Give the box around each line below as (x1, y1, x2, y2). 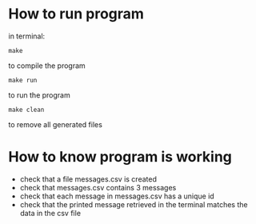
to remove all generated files (8, 119, 102, 129)
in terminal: (8, 31, 46, 41)
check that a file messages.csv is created (19, 174, 158, 184)
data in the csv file (19, 208, 82, 218)
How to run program (8, 5, 144, 23)
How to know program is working (8, 148, 232, 166)
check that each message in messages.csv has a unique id (19, 191, 214, 201)
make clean (8, 106, 45, 114)
